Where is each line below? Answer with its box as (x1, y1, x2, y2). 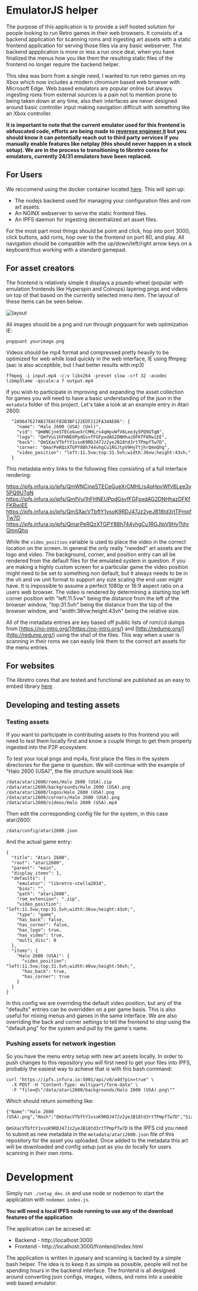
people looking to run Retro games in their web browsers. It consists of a (6, 29, 183, 36)
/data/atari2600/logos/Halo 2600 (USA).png (6, 789, 115, 795)
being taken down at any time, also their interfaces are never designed (6, 97, 177, 104)
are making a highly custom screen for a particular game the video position (6, 563, 189, 570)
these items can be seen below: (6, 298, 84, 305)
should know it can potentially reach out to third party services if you (6, 134, 179, 141)
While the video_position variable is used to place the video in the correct (6, 538, 186, 545)
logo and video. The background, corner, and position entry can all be (6, 551, 176, 558)
